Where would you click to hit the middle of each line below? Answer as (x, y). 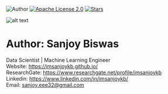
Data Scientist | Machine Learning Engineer (58, 60)
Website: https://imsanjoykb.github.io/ (52, 66)
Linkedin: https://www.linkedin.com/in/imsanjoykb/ (67, 78)
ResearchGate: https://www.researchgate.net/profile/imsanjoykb (84, 72)
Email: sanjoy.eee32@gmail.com (45, 85)
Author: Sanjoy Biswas (62, 44)
